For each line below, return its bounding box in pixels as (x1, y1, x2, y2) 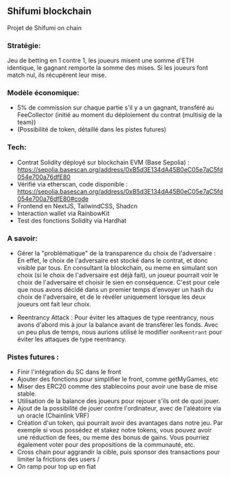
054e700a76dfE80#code (16, 195, 89, 203)
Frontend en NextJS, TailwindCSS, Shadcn (16, 201, 138, 210)
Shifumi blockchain (7, 5, 92, 17)
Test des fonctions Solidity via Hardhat (16, 216, 127, 225)
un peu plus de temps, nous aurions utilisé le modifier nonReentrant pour (16, 328, 222, 336)
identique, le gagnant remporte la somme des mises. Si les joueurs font (7, 64, 208, 72)
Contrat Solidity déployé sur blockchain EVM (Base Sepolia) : (16, 158, 190, 167)
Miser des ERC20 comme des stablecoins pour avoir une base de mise (16, 382, 218, 391)
